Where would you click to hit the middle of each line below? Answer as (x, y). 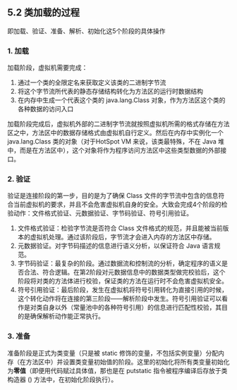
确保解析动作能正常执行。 (67, 316)
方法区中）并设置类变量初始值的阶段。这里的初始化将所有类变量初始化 (128, 362)
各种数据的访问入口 (45, 109)
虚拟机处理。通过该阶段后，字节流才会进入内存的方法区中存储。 (123, 237)
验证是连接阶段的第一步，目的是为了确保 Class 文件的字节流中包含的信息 (113, 196)
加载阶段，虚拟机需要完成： (48, 68)
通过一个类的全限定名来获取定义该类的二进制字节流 (92, 82)
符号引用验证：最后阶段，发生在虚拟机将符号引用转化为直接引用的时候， (122, 290)
